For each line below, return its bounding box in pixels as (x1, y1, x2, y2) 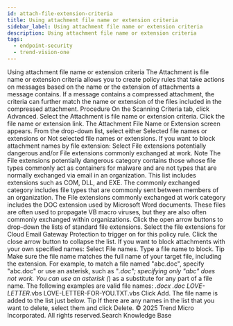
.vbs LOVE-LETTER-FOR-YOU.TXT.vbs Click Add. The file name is (29, 289, 218, 297)
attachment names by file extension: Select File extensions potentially (7, 141, 207, 150)
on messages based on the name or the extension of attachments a (7, 83, 200, 91)
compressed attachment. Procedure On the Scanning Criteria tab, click (7, 105, 210, 113)
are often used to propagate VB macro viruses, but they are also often (7, 207, 207, 216)
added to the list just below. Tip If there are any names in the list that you (7, 296, 215, 304)
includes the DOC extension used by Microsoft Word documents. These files (7, 200, 226, 209)
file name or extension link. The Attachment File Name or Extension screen (7, 119, 221, 128)
